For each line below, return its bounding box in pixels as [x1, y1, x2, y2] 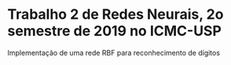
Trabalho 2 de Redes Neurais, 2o [7, 5, 224, 23]
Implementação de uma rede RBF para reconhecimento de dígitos [7, 48, 221, 57]
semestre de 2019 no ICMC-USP [7, 22, 222, 40]
